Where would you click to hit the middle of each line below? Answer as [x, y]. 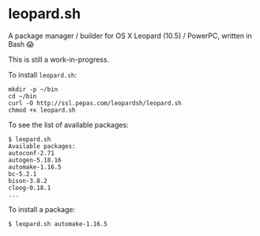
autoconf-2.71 [32, 153]
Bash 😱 [21, 44]
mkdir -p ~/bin [33, 89]
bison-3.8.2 [28, 181]
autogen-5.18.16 [35, 160]
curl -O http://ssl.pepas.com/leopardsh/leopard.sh [95, 103]
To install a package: [42, 209]
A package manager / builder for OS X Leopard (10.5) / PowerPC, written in [130, 36]
